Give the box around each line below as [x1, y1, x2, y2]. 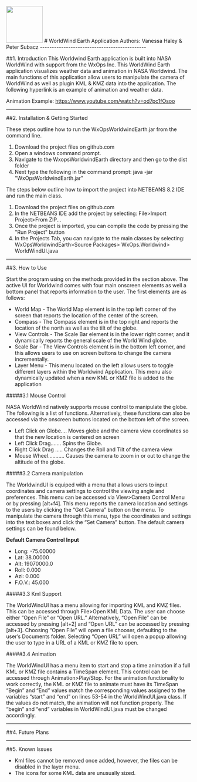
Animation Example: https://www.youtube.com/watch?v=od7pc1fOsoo [6, 98, 175, 105]
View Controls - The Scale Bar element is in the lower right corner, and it [14, 331, 190, 337]
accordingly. [6, 712, 36, 719]
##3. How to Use [6, 264, 47, 271]
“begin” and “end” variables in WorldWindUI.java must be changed [6, 706, 167, 713]
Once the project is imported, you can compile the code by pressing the [14, 223, 189, 229]
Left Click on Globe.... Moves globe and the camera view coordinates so [14, 427, 189, 434]
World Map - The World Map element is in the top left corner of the [14, 306, 176, 313]
